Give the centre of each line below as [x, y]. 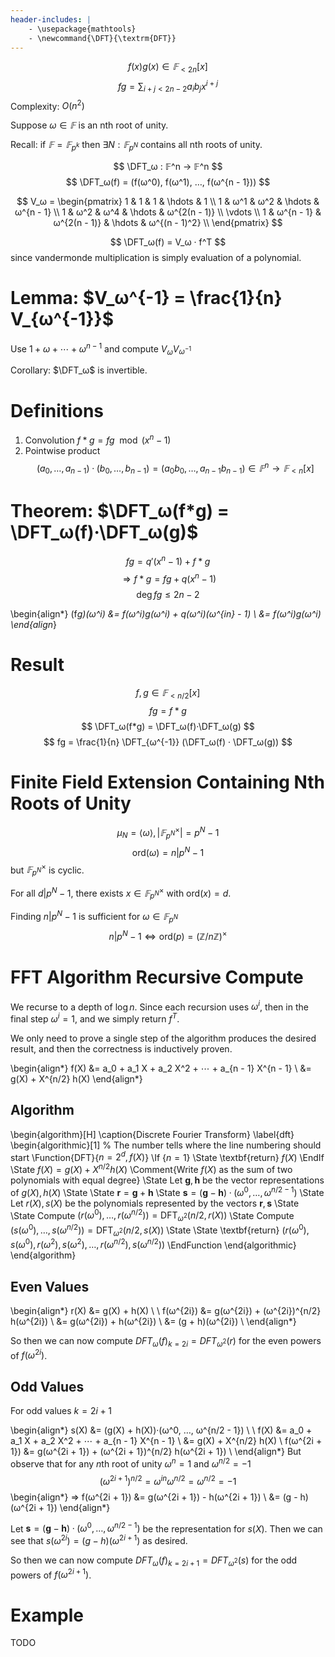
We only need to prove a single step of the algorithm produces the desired [163, 1038]
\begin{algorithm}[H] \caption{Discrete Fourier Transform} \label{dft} [152, 1134]
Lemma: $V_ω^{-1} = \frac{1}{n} [146, 298]
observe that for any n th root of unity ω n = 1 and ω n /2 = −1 [131, 1463]
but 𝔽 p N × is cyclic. [47, 870]
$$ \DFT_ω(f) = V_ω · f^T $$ [168, 242]
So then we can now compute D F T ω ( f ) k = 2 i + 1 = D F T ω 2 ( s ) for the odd [154, 1561]
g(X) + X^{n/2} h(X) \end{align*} [76, 1078]
